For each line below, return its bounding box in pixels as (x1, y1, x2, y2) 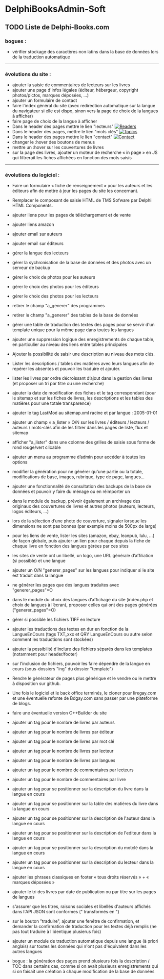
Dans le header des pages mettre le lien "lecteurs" (12, 123, 114, 129)
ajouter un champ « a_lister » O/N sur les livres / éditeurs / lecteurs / (12, 419, 150, 425)
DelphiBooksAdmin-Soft (5, 3, 106, 15)
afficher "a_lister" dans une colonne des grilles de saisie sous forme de (12, 440, 156, 445)
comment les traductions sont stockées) (12, 636, 94, 642)
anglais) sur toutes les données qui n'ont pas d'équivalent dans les (12, 943, 147, 949)
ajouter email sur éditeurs (12, 241, 64, 246)
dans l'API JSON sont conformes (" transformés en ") (12, 909, 120, 915)
